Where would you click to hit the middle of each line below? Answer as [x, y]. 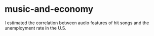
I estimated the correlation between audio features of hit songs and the [77, 23]
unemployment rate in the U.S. [36, 28]
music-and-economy [49, 9]
